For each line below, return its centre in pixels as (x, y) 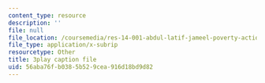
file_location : (33, 38)
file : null (26, 30)
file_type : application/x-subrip (63, 45)
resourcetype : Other (42, 52)
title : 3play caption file (52, 60)
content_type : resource (47, 15)
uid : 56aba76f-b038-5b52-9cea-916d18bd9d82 (81, 67)
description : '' (35, 23)
